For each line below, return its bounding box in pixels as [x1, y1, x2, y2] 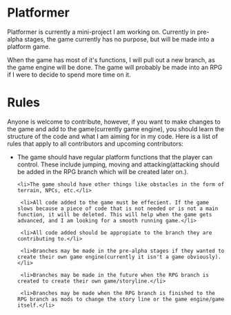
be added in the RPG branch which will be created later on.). [17, 167, 189, 175]
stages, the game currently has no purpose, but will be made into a [23, 35, 215, 43]
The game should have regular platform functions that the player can [17, 153, 213, 161]
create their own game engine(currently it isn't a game [17, 254, 185, 260]
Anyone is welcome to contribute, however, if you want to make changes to [7, 117, 221, 126]
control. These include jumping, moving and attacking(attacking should [17, 160, 219, 169]
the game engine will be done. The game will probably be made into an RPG [7, 63, 223, 71]
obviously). [187, 254, 222, 260]
